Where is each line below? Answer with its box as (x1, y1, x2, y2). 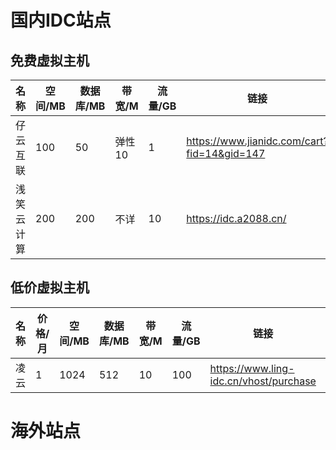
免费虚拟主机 (10, 52, 90, 69)
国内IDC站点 (10, 9, 112, 32)
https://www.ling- (209, 361, 295, 375)
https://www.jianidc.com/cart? (186, 134, 329, 148)
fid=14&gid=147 (186, 147, 266, 160)
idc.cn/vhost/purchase (209, 374, 317, 388)
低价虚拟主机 (10, 279, 90, 296)
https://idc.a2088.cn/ (186, 212, 287, 225)
